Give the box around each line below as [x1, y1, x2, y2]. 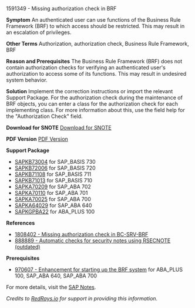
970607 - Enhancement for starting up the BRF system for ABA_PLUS [14, 266, 183, 273]
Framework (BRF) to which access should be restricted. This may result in [6, 23, 185, 29]
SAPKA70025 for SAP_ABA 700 [14, 196, 91, 202]
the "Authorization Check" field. [6, 113, 83, 120]
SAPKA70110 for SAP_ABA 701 [14, 189, 88, 196]
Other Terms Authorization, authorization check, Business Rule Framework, [6, 40, 189, 47]
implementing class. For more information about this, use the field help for [6, 107, 185, 113]
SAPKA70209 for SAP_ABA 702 [14, 183, 91, 190]
